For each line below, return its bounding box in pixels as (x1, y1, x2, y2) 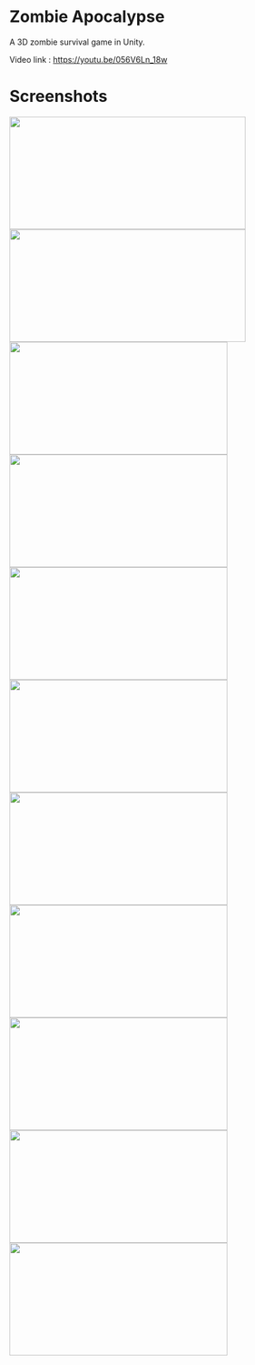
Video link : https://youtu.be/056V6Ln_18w (9, 54, 168, 65)
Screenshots (9, 86, 108, 106)
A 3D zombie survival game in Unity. (9, 36, 145, 47)
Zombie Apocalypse (9, 6, 165, 27)
